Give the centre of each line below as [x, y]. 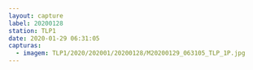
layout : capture [36, 16]
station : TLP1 [33, 31]
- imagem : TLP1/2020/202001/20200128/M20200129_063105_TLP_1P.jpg [131, 53]
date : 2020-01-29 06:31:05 [54, 38]
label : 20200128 [36, 23]
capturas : [25, 46]
